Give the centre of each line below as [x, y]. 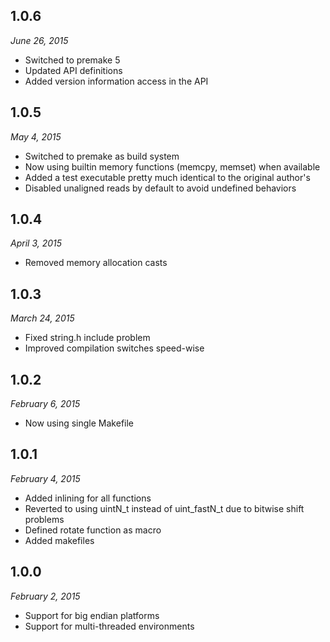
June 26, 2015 [39, 40]
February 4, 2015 [45, 478]
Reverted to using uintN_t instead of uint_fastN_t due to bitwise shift [164, 508]
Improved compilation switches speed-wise [114, 348]
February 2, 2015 [45, 596]
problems [44, 519]
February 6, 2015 [45, 404]
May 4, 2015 [36, 136]
